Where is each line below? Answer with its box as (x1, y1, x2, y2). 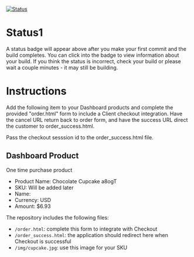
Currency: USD (14, 196, 52, 203)
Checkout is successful (14, 238, 72, 245)
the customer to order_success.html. (6, 122, 95, 129)
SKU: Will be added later (14, 184, 74, 191)
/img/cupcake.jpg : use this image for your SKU (14, 244, 128, 251)
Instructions (6, 85, 67, 98)
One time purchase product (6, 166, 73, 173)
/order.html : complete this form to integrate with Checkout (14, 225, 158, 232)
